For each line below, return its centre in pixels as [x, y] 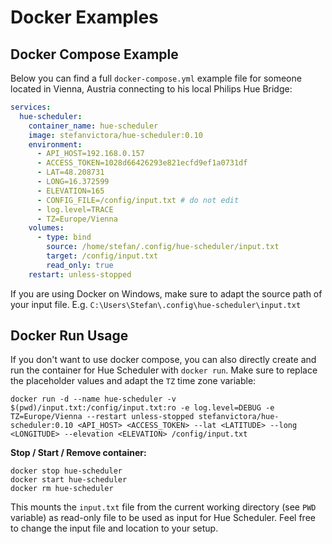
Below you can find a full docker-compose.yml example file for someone [156, 78]
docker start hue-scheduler [69, 480]
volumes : [46, 228]
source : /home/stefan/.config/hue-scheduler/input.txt [163, 247]
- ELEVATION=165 [70, 191]
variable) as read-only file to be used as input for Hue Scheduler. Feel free [163, 518]
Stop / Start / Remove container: [78, 453]
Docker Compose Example [94, 54]
